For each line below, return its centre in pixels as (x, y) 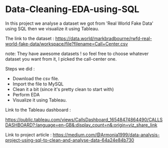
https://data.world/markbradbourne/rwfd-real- (104, 38)
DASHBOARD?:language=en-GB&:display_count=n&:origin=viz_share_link (81, 125)
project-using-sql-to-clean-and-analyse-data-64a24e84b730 (70, 140)
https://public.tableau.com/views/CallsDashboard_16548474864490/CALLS (84, 119)
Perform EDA (26, 94)
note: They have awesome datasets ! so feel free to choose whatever (77, 54)
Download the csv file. (36, 78)
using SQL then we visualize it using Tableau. (52, 28)
